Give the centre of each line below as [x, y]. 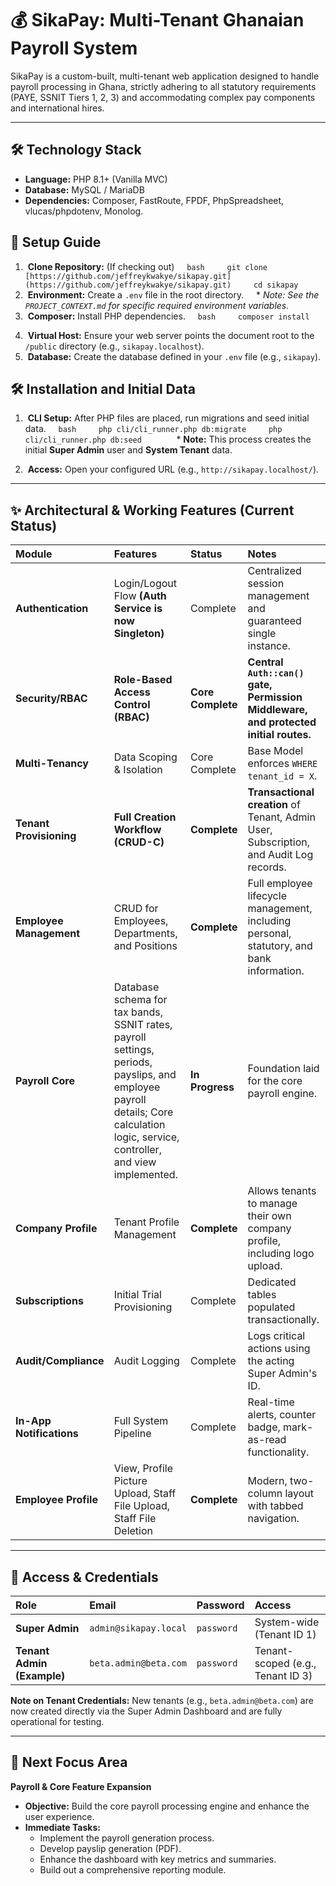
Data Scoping [145, 757]
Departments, [145, 934]
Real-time [271, 1402]
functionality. [278, 1452]
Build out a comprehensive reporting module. [133, 1869]
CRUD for [136, 909]
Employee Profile [56, 1500]
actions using [279, 1349]
